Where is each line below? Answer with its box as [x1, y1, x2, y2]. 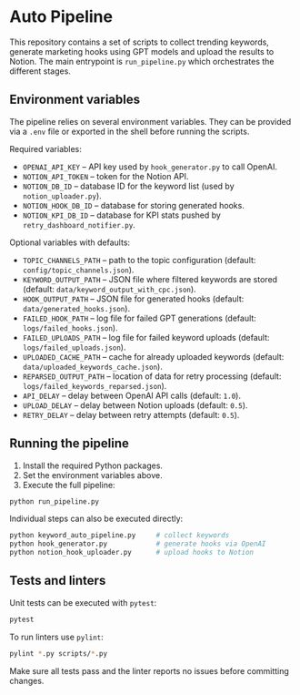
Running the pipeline [9, 435, 129, 452]
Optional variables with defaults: [9, 237, 130, 248]
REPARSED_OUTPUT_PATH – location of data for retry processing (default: [22, 371, 282, 382]
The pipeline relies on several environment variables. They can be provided [9, 116, 292, 127]
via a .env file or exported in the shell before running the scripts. [9, 126, 250, 137]
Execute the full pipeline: [22, 479, 115, 490]
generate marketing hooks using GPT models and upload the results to [9, 46, 275, 56]
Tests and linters [9, 573, 106, 588]
